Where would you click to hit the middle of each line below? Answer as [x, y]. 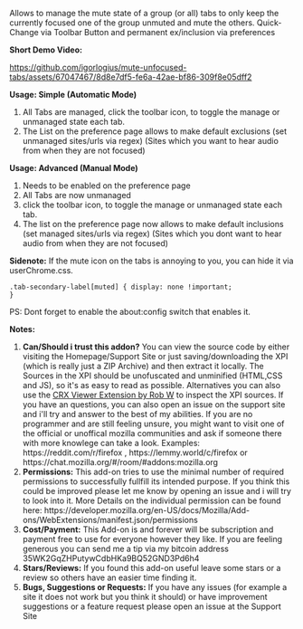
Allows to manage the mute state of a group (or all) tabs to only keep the [144, 13]
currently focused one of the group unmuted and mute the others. [132, 23]
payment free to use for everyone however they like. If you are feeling [152, 539]
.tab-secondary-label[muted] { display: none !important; [121, 287]
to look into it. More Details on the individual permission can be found [152, 500]
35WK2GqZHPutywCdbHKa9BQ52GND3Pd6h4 [111, 558]
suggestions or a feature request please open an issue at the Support [152, 606]
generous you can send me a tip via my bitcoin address [125, 548]
